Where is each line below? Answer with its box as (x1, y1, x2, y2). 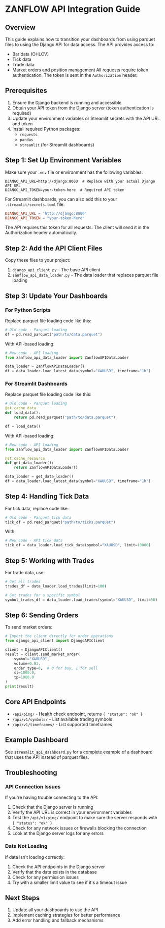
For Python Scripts (5, 306, 51, 313)
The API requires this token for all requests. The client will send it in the (5, 224, 149, 231)
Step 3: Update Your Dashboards (5, 292, 108, 300)
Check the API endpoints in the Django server (12, 864, 105, 870)
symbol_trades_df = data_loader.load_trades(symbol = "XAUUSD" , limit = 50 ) (5, 597, 158, 602)
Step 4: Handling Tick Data (5, 492, 89, 501)
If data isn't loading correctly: (5, 854, 65, 860)
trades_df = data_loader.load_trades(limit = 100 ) (5, 584, 107, 588)
